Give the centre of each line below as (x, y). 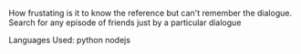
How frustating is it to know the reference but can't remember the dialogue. (150, 13)
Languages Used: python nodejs (70, 40)
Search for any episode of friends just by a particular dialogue (125, 22)
